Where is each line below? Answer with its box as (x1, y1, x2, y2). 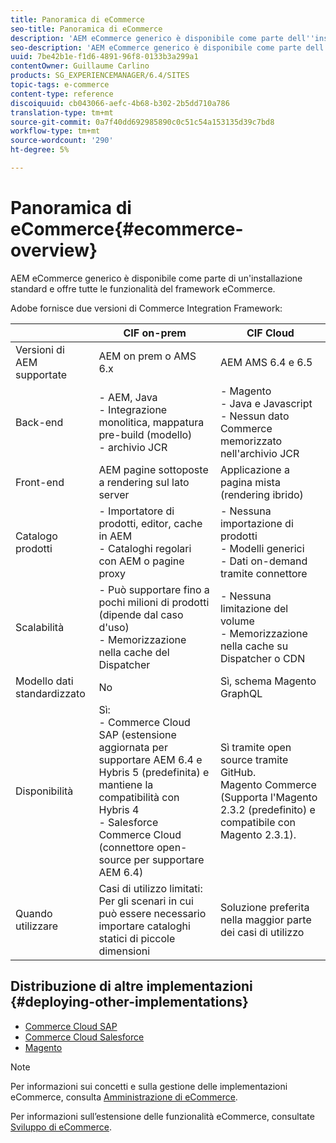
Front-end (15, 475, 65, 489)
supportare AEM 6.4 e (98, 752, 203, 766)
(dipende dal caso (98, 607, 184, 621)
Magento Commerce (219, 777, 317, 791)
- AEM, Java (98, 390, 158, 404)
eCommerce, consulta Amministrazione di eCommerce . (10, 1091, 238, 1103)
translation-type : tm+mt (10, 107, 114, 118)
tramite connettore (219, 566, 308, 580)
